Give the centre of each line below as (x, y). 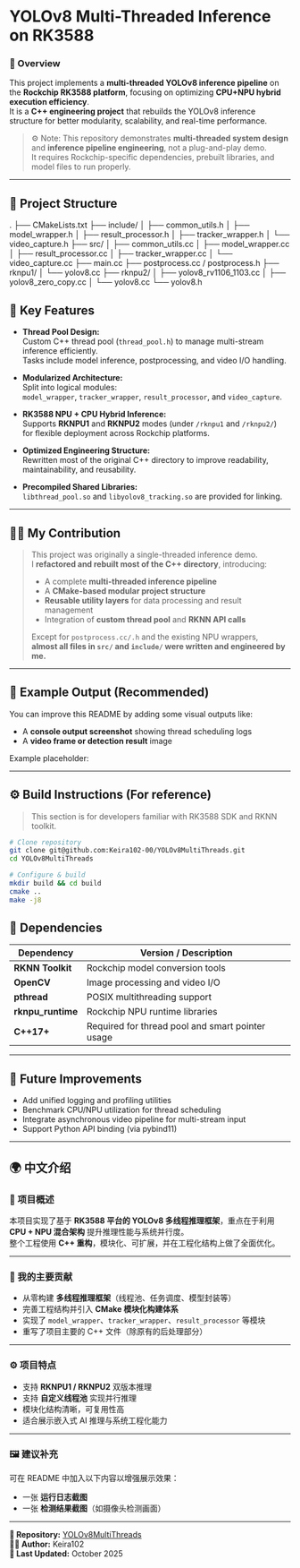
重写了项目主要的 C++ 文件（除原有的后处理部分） (115, 1332)
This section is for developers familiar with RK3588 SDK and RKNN (154, 816)
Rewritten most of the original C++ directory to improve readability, (146, 460)
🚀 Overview (35, 64)
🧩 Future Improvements (76, 1079)
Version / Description (186, 953)
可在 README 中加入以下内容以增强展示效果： (95, 1478)
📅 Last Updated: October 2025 (66, 1553)
